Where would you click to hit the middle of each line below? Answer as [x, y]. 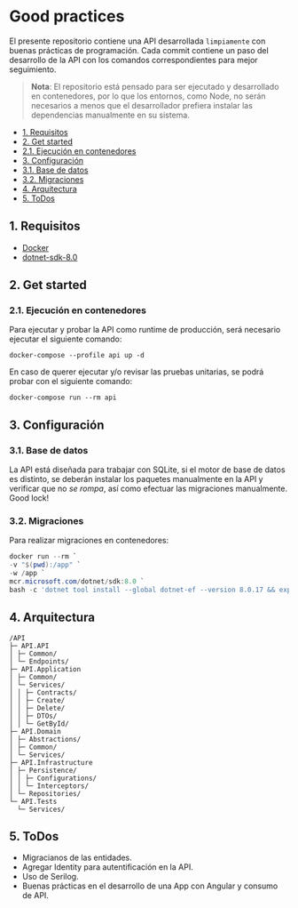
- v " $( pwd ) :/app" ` [45, 565]
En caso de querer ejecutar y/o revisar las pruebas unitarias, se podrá [137, 372]
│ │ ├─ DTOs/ [33, 716]
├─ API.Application [45, 669]
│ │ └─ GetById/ [39, 723]
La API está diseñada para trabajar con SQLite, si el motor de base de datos [147, 470]
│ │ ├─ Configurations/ [53, 778]
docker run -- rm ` [43, 557]
